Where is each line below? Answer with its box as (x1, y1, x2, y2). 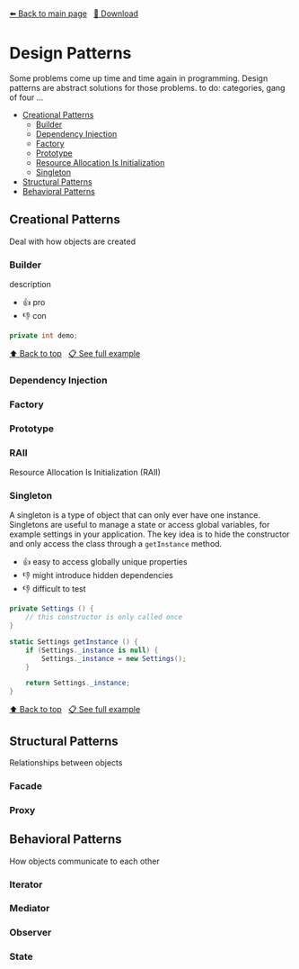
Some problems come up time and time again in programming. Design (9, 72, 268, 84)
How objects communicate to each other (9, 856, 160, 866)
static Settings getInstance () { (9, 637, 139, 647)
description (9, 279, 52, 290)
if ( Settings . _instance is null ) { (25, 646, 159, 655)
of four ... (9, 92, 44, 103)
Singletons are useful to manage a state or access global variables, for (9, 520, 270, 530)
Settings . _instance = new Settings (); (41, 654, 187, 663)
